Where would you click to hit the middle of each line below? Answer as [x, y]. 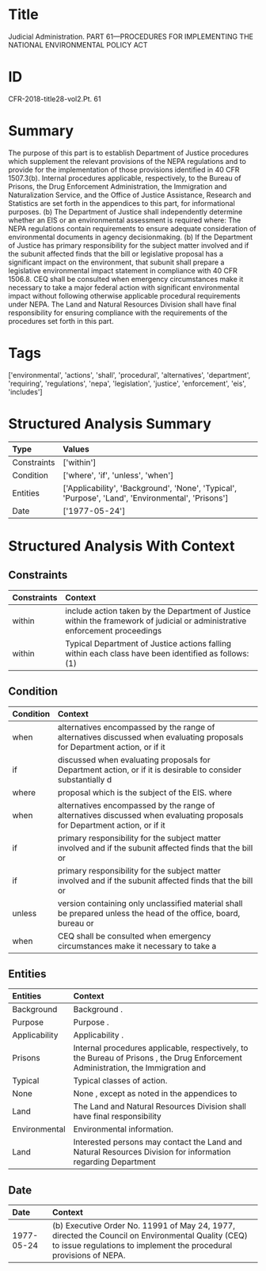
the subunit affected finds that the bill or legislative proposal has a [116, 253]
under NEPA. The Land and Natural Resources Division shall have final [123, 304]
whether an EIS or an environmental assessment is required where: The [125, 220]
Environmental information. [123, 1129]
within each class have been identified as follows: [157, 653]
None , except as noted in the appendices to [155, 1094]
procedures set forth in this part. [61, 321]
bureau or [76, 923]
